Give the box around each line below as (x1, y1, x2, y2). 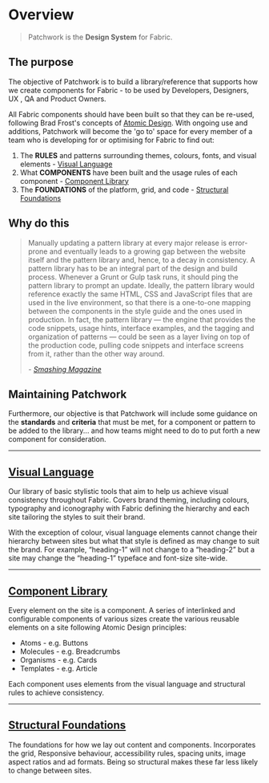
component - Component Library (19, 176, 130, 186)
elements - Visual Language (19, 159, 113, 169)
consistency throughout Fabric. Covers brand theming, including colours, (8, 495, 250, 505)
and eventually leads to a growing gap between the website (49, 247, 247, 256)
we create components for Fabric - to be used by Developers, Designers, (8, 85, 250, 95)
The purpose (8, 55, 74, 69)
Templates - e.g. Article (19, 664, 98, 673)
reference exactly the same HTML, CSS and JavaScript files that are (27, 289, 253, 299)
